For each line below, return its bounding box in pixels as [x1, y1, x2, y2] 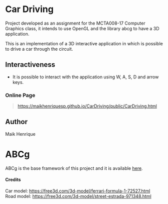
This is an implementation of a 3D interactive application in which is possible [5, 40, 163, 46]
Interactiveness [5, 60, 55, 69]
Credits [5, 177, 21, 183]
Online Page [5, 91, 36, 98]
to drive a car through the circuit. [5, 46, 73, 52]
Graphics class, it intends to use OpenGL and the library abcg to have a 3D [5, 25, 159, 31]
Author [5, 118, 28, 126]
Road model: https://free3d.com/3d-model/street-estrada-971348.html [5, 193, 151, 199]
